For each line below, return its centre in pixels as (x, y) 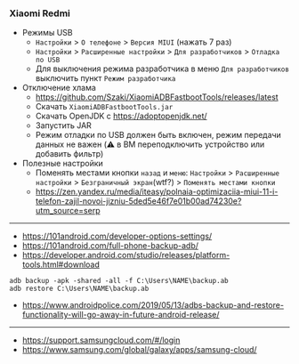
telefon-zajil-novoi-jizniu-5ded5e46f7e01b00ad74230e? (138, 201)
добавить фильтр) (69, 154)
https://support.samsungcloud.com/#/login (101, 340)
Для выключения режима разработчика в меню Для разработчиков (162, 69)
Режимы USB (47, 33)
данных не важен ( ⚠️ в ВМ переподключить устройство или (150, 144)
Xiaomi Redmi (40, 13)
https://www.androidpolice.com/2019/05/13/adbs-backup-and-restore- (153, 305)
